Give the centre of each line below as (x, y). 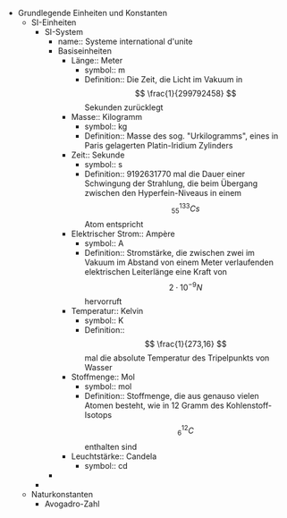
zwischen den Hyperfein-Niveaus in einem (163, 193)
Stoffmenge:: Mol (103, 377)
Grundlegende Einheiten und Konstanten (93, 13)
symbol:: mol (108, 386)
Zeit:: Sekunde (98, 155)
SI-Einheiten (54, 22)
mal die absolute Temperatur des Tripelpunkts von (177, 358)
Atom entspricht (114, 225)
